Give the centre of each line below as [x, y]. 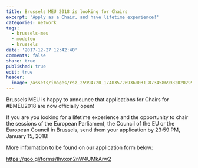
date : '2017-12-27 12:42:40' [42, 50]
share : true [21, 61]
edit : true [19, 72]
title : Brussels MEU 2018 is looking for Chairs [67, 11]
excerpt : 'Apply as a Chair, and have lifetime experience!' [83, 17]
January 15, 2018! [27, 136]
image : [19, 83]
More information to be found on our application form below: [80, 147]
